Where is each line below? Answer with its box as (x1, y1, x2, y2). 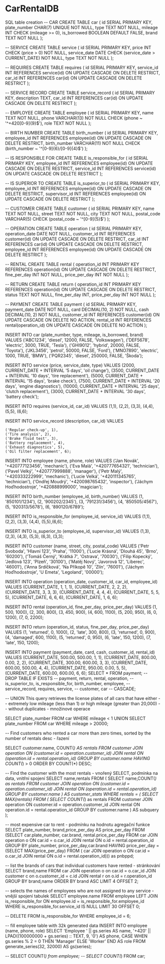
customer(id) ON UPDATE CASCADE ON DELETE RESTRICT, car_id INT (5, 236, 149, 242)
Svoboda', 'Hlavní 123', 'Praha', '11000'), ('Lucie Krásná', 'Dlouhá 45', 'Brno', (5, 548, 159, 554)
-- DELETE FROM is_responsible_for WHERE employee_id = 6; (5, 913, 132, 919)
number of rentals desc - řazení (5, 735, 69, 741)
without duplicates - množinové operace (8, 705, 91, 712)
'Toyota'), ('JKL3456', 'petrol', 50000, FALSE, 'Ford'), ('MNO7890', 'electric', (5, 347, 159, 353)
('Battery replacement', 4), (5, 440, 65, 445)
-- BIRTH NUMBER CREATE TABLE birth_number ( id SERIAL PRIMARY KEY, (5, 130, 159, 135)
